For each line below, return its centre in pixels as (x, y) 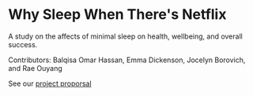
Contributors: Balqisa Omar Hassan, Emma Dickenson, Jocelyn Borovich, (127, 60)
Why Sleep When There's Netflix (117, 15)
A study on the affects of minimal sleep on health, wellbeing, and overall (125, 36)
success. (23, 44)
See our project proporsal (50, 83)
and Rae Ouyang (36, 68)
